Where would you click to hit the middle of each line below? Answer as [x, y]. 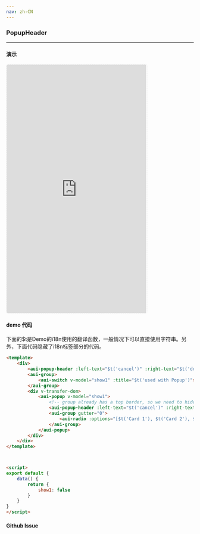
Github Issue [22, 526]
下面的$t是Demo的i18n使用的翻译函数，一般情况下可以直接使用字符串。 [94, 339]
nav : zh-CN [20, 12]
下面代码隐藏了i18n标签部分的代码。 [61, 347]
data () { [28, 479]
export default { [28, 474]
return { [38, 484]
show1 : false [54, 490]
